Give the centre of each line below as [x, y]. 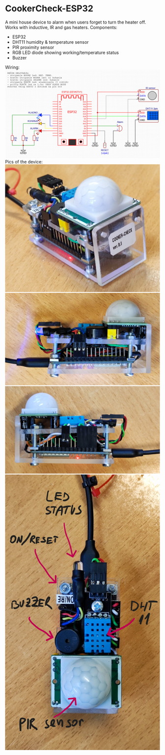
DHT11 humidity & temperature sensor [51, 42]
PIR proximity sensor [33, 47]
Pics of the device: [24, 162]
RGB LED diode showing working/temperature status [66, 53]
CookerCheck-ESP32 [49, 9]
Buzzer [19, 57]
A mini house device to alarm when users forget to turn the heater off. [76, 22]
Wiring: [12, 67]
